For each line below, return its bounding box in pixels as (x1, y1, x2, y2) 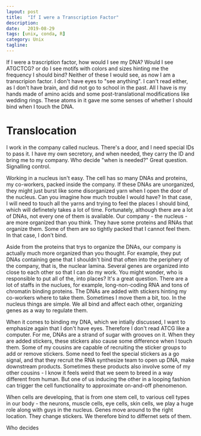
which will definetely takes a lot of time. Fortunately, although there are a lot (6, 206, 193, 213)
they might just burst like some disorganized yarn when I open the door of (6, 187, 188, 194)
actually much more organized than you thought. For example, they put (6, 249, 181, 257)
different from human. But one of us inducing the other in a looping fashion (6, 375, 191, 383)
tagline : (6, 42, 28, 48)
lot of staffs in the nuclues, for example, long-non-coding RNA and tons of (6, 281, 190, 288)
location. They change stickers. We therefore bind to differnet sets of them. (6, 412, 192, 419)
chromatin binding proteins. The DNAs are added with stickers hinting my (6, 288, 187, 295)
